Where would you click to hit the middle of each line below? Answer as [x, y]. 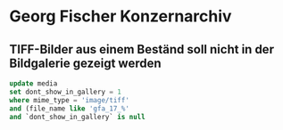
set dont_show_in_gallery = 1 [66, 92]
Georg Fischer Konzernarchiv [121, 16]
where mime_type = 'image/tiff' [69, 100]
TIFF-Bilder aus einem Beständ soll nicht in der [142, 49]
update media [33, 84]
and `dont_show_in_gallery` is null [77, 117]
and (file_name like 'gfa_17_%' [69, 109]
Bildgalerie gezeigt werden [86, 63]
